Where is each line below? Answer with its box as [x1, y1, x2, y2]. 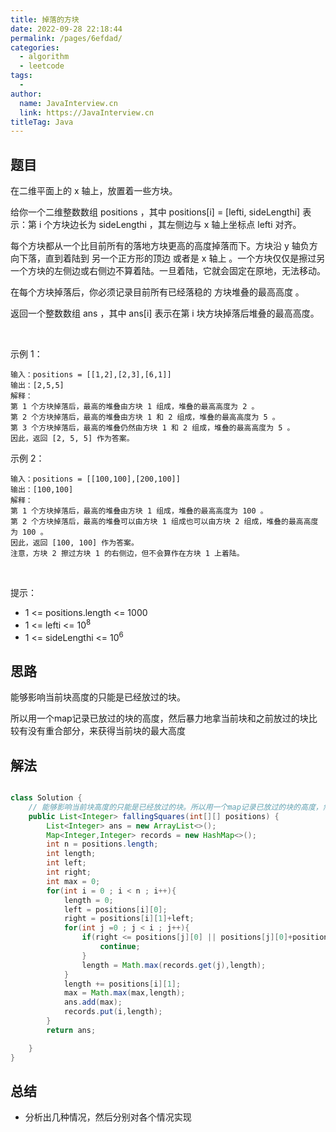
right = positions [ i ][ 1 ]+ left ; [63, 914, 195, 924]
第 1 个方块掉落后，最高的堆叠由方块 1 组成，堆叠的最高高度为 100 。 [10, 506, 268, 516]
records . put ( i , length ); [63, 1007, 163, 1017]
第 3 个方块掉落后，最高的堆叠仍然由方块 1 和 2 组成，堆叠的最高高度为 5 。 [10, 423, 295, 433]
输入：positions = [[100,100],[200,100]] [10, 474, 181, 485]
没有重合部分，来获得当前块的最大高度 [27, 725, 186, 737]
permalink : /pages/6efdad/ [10, 33, 123, 43]
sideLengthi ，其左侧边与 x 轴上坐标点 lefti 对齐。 [98, 219, 302, 231]
